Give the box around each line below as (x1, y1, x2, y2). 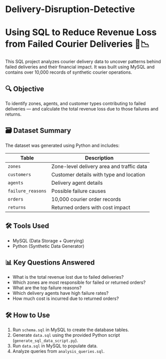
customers (8, 172, 31, 177)
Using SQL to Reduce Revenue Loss (5, 27, 157, 38)
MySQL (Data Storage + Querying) (12, 237, 85, 243)
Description (85, 154, 114, 161)
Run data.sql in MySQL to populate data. (12, 343, 98, 349)
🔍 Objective (5, 84, 44, 93)
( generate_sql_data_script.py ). (12, 337, 78, 344)
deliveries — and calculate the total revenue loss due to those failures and (5, 106, 158, 112)
